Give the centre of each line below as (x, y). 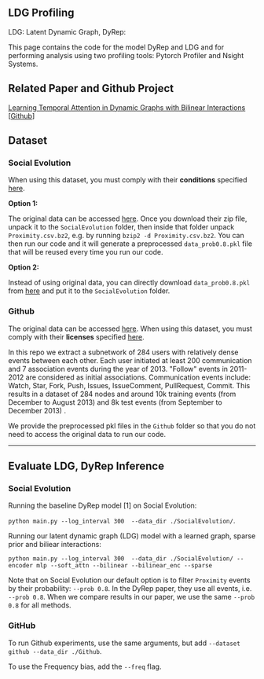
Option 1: (23, 204)
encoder (21, 566)
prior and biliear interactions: (55, 545)
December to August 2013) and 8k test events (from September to (115, 402)
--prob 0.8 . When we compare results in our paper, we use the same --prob (132, 597)
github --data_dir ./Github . (55, 651)
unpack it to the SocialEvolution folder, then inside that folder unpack (121, 227)
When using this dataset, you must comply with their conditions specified (128, 180)
